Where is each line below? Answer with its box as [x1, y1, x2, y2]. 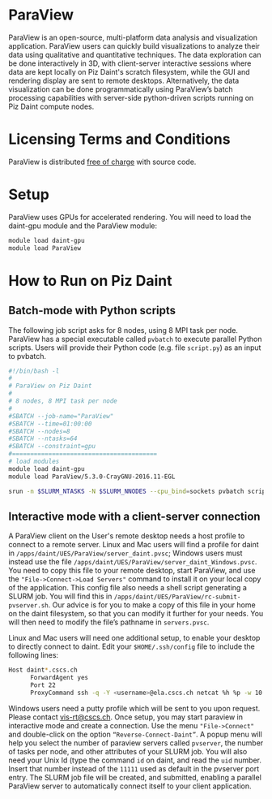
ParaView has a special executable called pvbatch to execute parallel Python [8, 334, 262, 343]
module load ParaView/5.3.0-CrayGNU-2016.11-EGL [8, 473, 176, 481]
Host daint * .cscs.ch [8, 666, 79, 675]
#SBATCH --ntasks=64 [8, 434, 79, 443]
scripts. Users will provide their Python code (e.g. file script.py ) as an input [8, 343, 261, 352]
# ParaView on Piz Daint [8, 382, 92, 391]
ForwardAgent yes [29, 674, 89, 682]
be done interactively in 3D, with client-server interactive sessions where [8, 58, 252, 68]
